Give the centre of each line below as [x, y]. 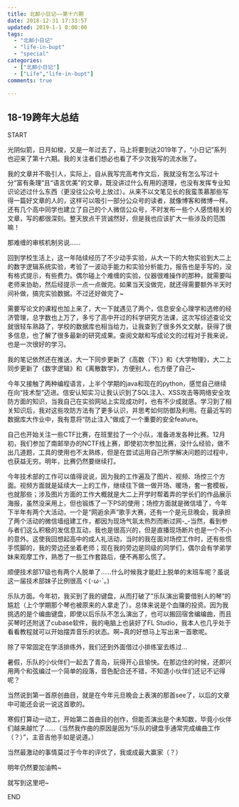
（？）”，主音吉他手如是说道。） [53, 737]
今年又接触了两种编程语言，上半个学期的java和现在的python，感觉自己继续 [117, 384]
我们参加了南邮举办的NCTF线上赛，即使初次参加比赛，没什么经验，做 [122, 443]
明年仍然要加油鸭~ [34, 768]
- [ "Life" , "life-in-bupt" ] [54, 74]
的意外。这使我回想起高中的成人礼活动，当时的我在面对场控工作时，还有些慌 [119, 539]
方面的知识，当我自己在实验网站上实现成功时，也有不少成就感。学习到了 [119, 401]
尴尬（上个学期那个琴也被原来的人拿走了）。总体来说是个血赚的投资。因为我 [118, 605]
